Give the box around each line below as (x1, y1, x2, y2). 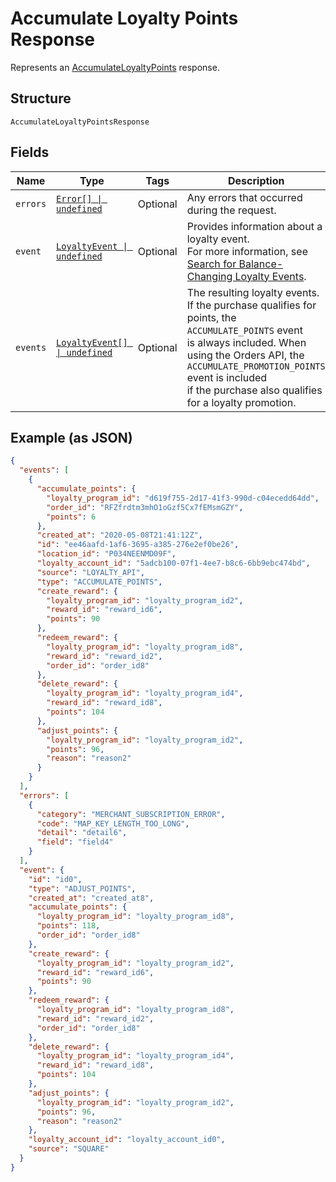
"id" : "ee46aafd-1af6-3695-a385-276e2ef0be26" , (36, 540, 240, 550)
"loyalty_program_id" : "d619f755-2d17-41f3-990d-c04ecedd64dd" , (46, 493, 320, 503)
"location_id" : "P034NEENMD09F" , (36, 549, 177, 559)
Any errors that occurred (186, 190, 303, 204)
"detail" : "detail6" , (36, 828, 128, 838)
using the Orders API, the (186, 348, 305, 362)
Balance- (238, 257, 284, 271)
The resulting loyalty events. (186, 285, 320, 299)
